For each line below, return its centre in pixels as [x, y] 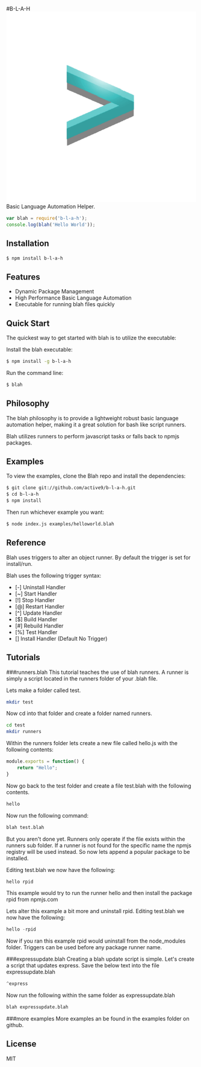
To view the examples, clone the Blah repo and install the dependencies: [96, 476]
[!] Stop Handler [35, 600]
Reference [26, 543]
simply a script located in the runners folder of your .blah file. [82, 678]
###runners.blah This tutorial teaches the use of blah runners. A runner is [97, 672]
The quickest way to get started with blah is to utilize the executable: [91, 338]
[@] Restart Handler [40, 606]
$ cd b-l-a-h [23, 495]
